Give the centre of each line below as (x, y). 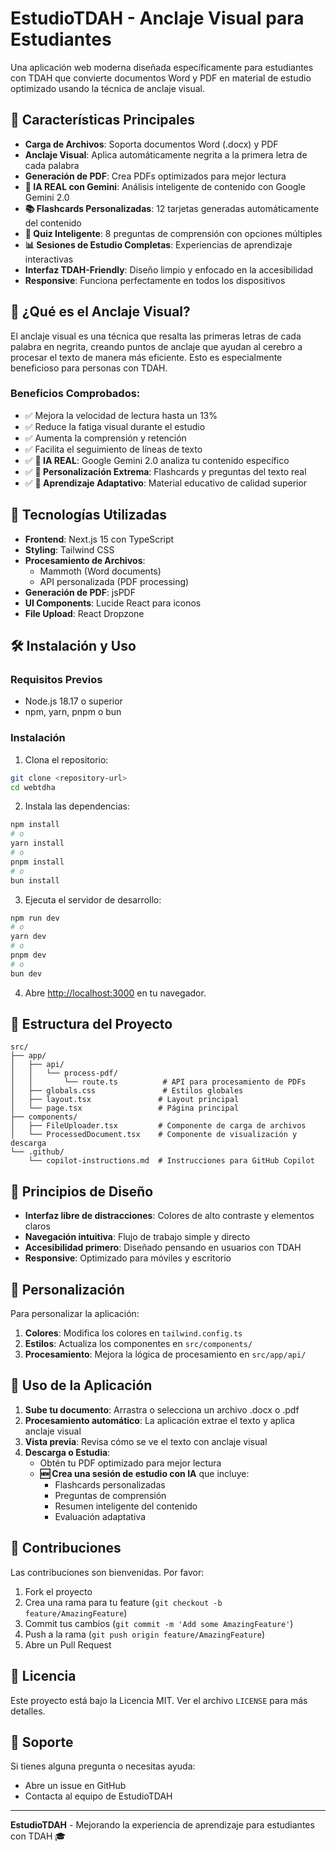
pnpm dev (28, 955)
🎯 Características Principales (102, 120)
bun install (35, 880)
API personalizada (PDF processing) (114, 581)
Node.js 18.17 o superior (73, 701)
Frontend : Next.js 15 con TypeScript (99, 539)
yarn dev (28, 937)
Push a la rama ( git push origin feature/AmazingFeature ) (145, 1634)
